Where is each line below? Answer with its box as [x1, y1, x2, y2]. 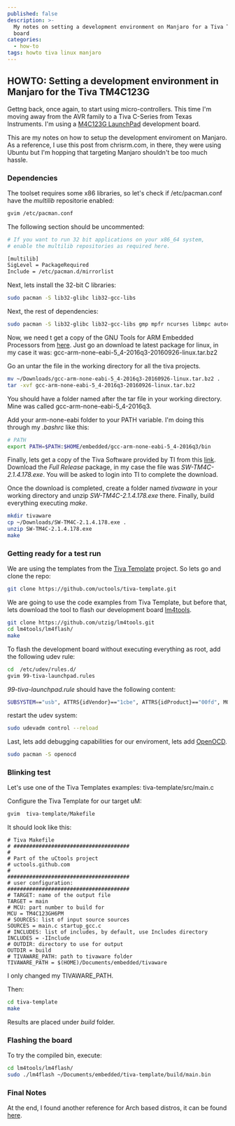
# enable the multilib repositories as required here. [7, 242, 171, 249]
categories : [7, 36, 42, 43]
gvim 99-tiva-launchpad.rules [7, 672, 96, 679]
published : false [7, 10, 58, 18]
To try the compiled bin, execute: [7, 1051, 103, 1059]
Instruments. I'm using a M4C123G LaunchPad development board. [7, 120, 201, 128]
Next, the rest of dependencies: [7, 307, 99, 316]
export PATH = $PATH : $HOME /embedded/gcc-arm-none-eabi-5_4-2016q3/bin [7, 443, 211, 450]
